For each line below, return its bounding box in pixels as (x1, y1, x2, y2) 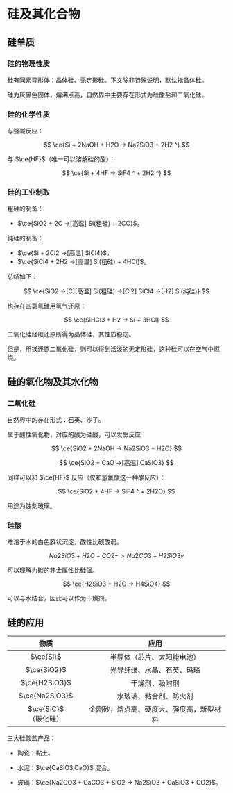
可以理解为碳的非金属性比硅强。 (7, 566, 98, 574)
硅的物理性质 (7, 58, 51, 68)
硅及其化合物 (7, 6, 81, 22)
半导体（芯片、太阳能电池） (110, 653, 200, 662)
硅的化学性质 (7, 109, 51, 119)
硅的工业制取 (7, 188, 51, 197)
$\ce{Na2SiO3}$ (18, 691, 74, 701)
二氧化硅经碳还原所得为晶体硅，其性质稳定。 (7, 330, 135, 338)
